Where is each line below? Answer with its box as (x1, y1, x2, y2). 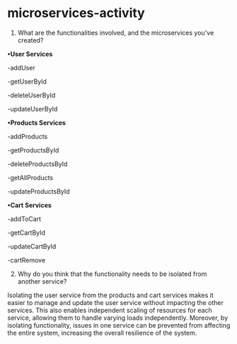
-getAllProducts (7, 173, 54, 182)
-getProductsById (7, 145, 59, 154)
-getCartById (7, 228, 46, 237)
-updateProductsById (7, 187, 70, 196)
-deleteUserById (7, 91, 56, 99)
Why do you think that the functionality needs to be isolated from (17, 270, 207, 278)
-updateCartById (7, 242, 57, 250)
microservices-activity (7, 5, 145, 21)
